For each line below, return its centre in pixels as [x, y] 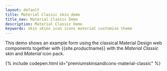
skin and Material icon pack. [35, 54]
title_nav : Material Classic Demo [42, 19]
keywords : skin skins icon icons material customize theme [69, 29]
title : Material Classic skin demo [43, 15]
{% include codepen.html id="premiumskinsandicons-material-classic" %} [83, 63]
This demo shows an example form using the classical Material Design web [83, 43]
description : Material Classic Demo [44, 24]
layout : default [22, 10]
